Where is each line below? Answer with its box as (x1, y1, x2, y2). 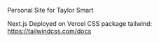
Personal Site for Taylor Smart (7, 6, 94, 14)
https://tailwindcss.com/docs (7, 27, 92, 35)
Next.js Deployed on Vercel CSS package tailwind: (7, 20, 153, 27)
